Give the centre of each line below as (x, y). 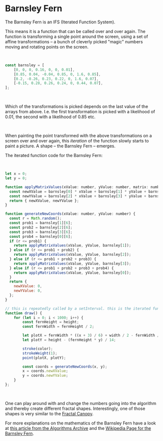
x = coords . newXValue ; (45, 371)
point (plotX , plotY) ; (44, 358)
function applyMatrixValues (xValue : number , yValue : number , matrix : (77, 187)
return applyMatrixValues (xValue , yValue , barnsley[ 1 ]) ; (73, 246)
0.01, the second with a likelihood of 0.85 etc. (50, 117)
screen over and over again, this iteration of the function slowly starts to (77, 141)
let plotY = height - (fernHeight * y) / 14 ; (69, 340)
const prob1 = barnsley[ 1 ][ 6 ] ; (41, 223)
